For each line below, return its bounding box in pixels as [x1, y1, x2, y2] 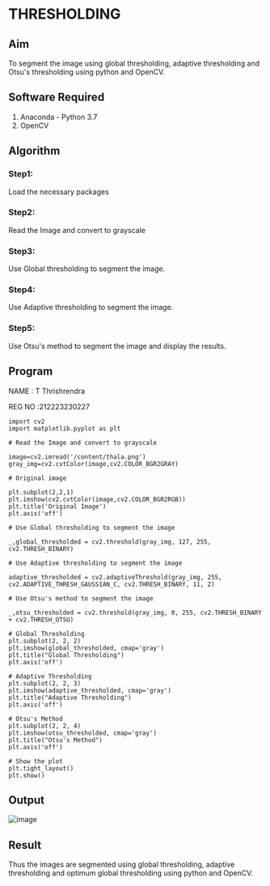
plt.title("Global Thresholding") [8, 651, 125, 659]
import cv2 [8, 418, 45, 426]
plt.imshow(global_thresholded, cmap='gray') [8, 644, 164, 652]
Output [8, 793, 44, 807]
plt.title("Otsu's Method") [8, 736, 103, 744]
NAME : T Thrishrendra [8, 386, 86, 396]
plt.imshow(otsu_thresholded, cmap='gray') [8, 729, 158, 737]
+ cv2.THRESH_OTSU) [8, 616, 74, 624]
